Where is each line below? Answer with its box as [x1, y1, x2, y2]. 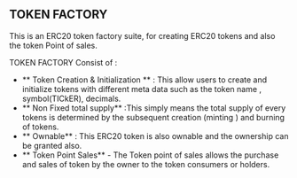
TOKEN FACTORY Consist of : [9, 57, 118, 67]
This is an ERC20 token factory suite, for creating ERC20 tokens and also [9, 30, 276, 41]
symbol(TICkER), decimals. [21, 93, 121, 104]
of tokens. [21, 121, 59, 132]
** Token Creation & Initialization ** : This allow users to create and [21, 74, 268, 85]
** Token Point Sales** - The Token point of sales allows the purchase [21, 150, 279, 160]
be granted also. [21, 140, 82, 151]
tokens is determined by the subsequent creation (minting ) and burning [21, 112, 285, 122]
